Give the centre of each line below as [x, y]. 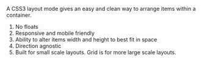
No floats [27, 27]
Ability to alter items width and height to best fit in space [86, 39]
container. [19, 15]
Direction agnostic [38, 46]
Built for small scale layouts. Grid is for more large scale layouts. [96, 52]
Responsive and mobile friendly [55, 33]
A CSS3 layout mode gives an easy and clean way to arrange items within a [101, 9]
